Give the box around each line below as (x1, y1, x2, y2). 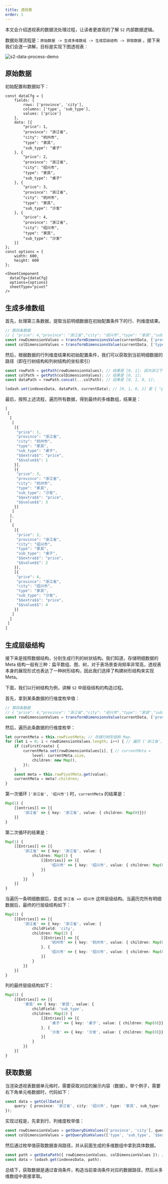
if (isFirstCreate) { (14, 744, 59, 749)
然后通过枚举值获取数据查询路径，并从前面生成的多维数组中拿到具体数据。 (5, 1142, 158, 1148)
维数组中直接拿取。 (5, 1173, 45, 1179)
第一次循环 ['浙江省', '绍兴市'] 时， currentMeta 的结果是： (5, 791, 126, 797)
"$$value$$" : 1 (16, 458, 48, 463)
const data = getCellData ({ (5, 1099, 64, 1104)
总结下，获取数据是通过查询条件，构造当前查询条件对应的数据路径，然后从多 (5, 1166, 163, 1173)
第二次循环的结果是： (5, 829, 49, 835)
